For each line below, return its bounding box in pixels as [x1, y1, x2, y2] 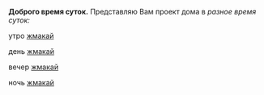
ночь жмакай [8, 78, 55, 87]
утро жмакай [8, 31, 54, 40]
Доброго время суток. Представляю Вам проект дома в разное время [8, 7, 257, 16]
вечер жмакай [8, 62, 59, 72]
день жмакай [8, 47, 55, 56]
